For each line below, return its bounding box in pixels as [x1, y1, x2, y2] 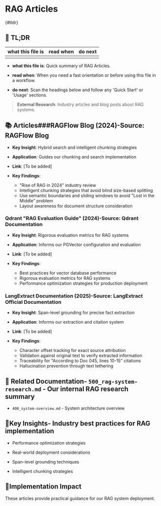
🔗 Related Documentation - [5, 377, 87, 386]
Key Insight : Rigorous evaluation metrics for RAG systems [12, 232, 129, 238]
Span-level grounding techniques [12, 459, 80, 465]
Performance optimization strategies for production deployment [19, 280, 148, 286]
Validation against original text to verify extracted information [19, 352, 142, 359]
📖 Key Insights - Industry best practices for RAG [5, 419, 150, 428]
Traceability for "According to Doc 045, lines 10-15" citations [19, 358, 141, 364]
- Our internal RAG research [42, 385, 129, 393]
